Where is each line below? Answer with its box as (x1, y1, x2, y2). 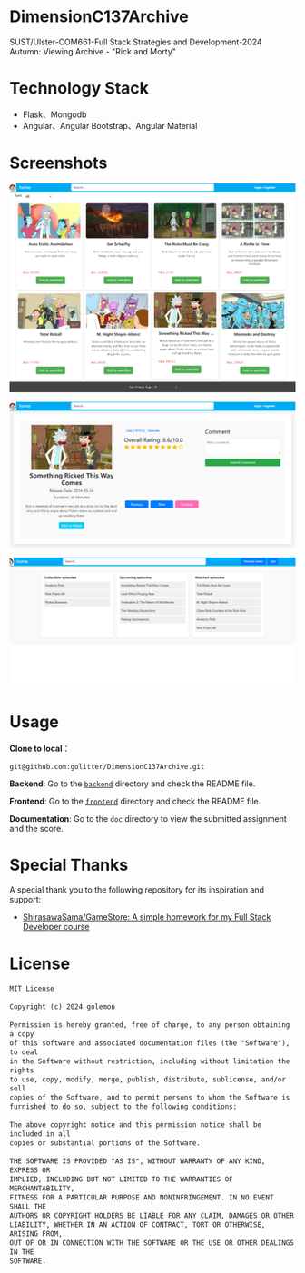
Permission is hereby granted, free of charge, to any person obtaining (9, 1021, 290, 1030)
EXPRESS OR (9, 1166, 51, 1175)
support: (9, 894, 42, 905)
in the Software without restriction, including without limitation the (9, 1057, 290, 1066)
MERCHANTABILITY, (9, 1184, 75, 1193)
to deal (9, 1048, 39, 1057)
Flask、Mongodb (22, 109, 87, 120)
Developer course (22, 922, 90, 933)
